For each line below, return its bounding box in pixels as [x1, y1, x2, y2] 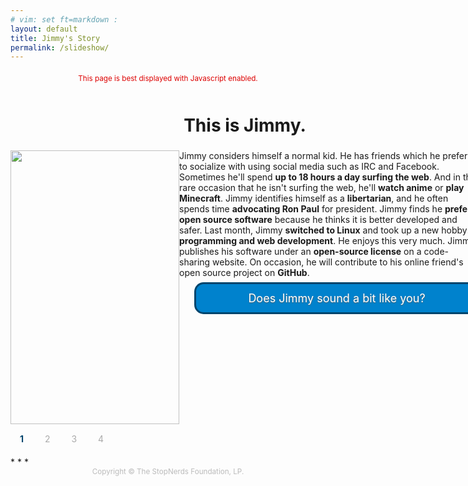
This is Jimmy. [183, 114, 307, 137]
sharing [179, 256, 211, 268]
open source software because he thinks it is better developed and [179, 214, 458, 226]
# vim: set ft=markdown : [10, 14, 118, 25]
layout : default [10, 24, 78, 34]
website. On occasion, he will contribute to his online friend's [212, 256, 464, 268]
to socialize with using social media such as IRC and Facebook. [179, 161, 440, 173]
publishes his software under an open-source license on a [179, 246, 422, 258]
